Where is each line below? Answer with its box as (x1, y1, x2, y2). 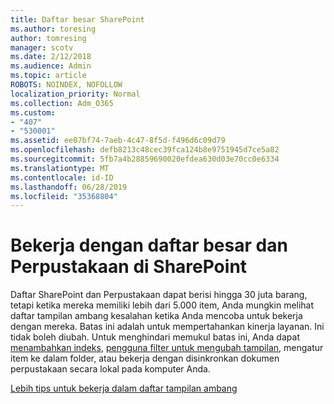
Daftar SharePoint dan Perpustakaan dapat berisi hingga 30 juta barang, (10, 289, 308, 301)
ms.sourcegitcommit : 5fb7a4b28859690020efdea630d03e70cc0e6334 (10, 154, 280, 164)
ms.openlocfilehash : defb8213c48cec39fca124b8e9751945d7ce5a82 (10, 145, 280, 155)
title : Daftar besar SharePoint (10, 14, 145, 25)
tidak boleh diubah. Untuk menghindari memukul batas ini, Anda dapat (10, 331, 300, 343)
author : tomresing (10, 33, 87, 43)
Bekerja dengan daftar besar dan (10, 234, 288, 257)
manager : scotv (10, 42, 74, 53)
